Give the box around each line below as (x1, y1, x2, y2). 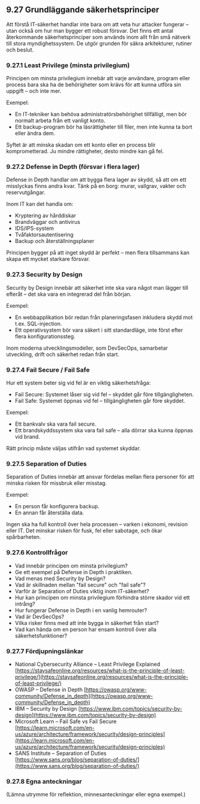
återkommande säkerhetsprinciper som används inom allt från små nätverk (6, 33, 191, 41)
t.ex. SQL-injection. (14, 320, 63, 327)
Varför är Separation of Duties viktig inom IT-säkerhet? (14, 587, 149, 594)
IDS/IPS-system (14, 224, 54, 232)
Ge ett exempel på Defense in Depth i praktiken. (14, 568, 133, 575)
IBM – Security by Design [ (14, 705, 81, 712)
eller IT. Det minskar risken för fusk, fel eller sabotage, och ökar (6, 527, 163, 535)
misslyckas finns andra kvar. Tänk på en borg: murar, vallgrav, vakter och (6, 183, 186, 190)
